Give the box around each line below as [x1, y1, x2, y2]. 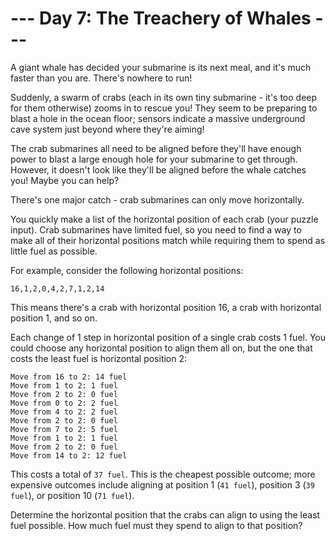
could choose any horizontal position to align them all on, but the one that [10, 342, 313, 354]
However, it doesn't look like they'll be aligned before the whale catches [10, 163, 307, 176]
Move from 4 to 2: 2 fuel [10, 407, 118, 417]
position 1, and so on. [10, 312, 98, 324]
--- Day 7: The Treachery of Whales [10, 7, 312, 30]
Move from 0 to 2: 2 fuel [10, 398, 118, 408]
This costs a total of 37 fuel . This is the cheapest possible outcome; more [10, 468, 316, 480]
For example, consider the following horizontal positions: [10, 264, 244, 276]
